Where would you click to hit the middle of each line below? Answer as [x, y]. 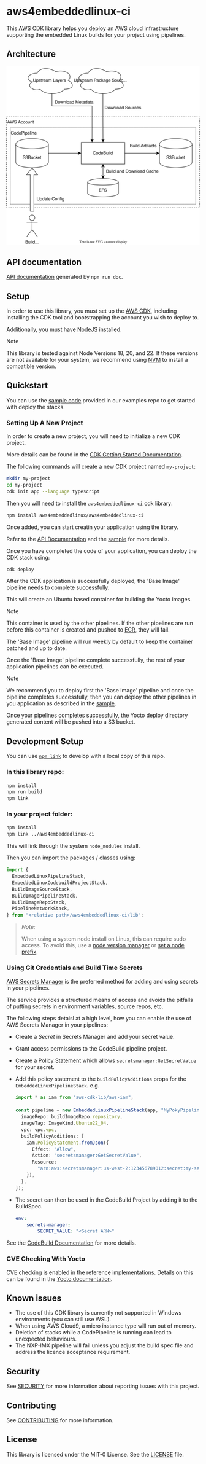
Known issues [34, 1298]
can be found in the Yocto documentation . [59, 1278]
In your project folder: [40, 814]
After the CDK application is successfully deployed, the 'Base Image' [93, 581]
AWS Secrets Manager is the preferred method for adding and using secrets [102, 981]
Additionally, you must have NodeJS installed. [64, 329]
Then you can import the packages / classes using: [71, 858]
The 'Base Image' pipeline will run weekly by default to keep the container [100, 642]
